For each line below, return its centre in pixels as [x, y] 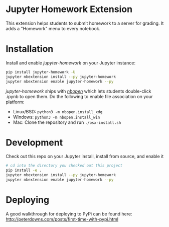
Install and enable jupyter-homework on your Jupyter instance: [71, 63]
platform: [15, 102]
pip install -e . [24, 170]
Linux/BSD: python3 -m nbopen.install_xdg [58, 111]
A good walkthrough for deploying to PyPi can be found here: [69, 214]
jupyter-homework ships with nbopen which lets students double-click [78, 91]
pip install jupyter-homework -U [41, 72]
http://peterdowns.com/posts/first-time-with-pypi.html [62, 219]
